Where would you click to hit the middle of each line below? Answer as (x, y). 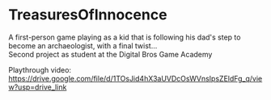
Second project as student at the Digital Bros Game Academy (110, 54)
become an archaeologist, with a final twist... (83, 45)
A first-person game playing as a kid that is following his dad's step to (125, 37)
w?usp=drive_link (38, 87)
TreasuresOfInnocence (88, 15)
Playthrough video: (40, 69)
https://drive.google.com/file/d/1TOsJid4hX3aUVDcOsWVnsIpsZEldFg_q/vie (135, 78)
